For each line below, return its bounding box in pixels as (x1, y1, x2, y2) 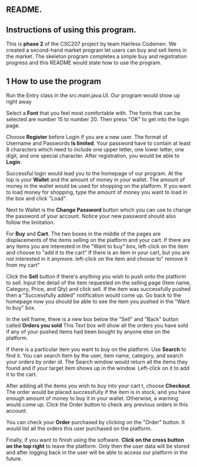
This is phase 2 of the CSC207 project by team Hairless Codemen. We (6, 41, 177, 48)
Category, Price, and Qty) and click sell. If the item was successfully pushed (6, 286, 191, 293)
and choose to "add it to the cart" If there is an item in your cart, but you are (6, 249, 190, 256)
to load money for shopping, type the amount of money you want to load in (6, 188, 188, 196)
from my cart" (6, 261, 40, 269)
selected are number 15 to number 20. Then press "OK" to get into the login (6, 116, 189, 123)
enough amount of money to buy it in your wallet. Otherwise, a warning (6, 395, 178, 402)
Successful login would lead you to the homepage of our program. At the (6, 170, 183, 177)
